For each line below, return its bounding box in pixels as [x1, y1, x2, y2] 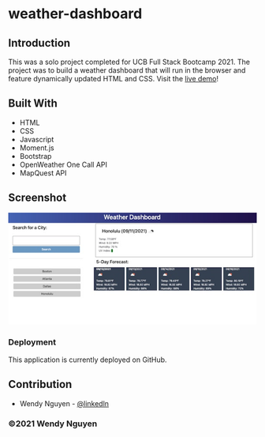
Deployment [8, 337, 57, 348]
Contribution [8, 378, 73, 391]
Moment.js [19, 143, 54, 153]
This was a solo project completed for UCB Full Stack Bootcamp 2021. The [8, 57, 251, 66]
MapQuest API [19, 168, 67, 178]
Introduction [8, 36, 71, 50]
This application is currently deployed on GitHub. [8, 355, 167, 364]
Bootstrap [19, 151, 52, 160]
